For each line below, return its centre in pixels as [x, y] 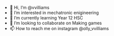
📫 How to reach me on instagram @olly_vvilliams [59, 28]
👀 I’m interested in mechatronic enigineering [54, 13]
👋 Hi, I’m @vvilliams [30, 8]
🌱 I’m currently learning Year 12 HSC [46, 18]
